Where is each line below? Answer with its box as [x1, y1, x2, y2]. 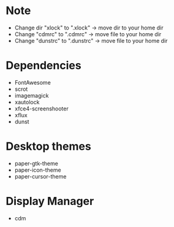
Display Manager [6, 194, 94, 208]
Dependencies [6, 59, 81, 72]
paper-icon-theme [14, 166, 62, 174]
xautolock [14, 98, 40, 106]
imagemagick [14, 91, 49, 99]
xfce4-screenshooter [14, 105, 69, 112]
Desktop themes [6, 139, 91, 153]
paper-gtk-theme [14, 160, 59, 167]
